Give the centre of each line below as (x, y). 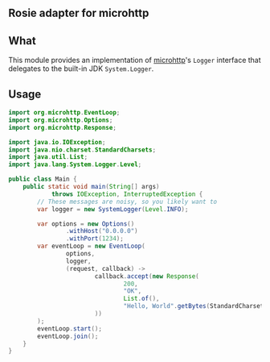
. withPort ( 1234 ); (95, 239)
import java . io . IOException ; (57, 142)
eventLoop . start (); (70, 329)
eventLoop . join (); (68, 336)
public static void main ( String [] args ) (91, 187)
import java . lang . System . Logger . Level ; (75, 164)
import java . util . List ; (48, 157)
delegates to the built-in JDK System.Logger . (81, 69)
